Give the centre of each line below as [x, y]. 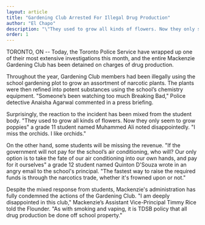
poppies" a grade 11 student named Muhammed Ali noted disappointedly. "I [101, 127]
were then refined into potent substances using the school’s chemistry [95, 89]
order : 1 [17, 35]
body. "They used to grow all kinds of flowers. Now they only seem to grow [101, 121]
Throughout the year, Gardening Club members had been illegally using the [101, 77]
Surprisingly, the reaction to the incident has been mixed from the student [99, 114]
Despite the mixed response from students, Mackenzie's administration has [101, 190]
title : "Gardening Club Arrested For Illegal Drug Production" [88, 18]
